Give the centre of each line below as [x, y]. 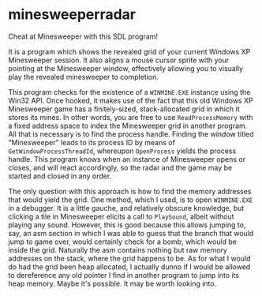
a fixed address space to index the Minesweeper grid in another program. [128, 126]
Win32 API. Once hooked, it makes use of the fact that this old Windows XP [131, 100]
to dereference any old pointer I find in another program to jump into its [124, 275]
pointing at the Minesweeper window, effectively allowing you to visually [125, 68]
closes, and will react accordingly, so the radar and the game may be [120, 167]
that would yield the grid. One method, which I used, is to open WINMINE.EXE [131, 200]
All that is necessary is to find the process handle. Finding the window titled [131, 134]
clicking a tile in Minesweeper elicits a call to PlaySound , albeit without [121, 216]
